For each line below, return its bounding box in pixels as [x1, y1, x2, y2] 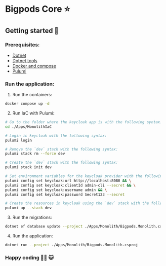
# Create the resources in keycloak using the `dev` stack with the [5, 201, 149, 206]
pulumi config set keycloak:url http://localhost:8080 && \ [5, 178, 132, 183]
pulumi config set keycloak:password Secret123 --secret [5, 192, 125, 197]
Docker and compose [12, 63, 56, 69]
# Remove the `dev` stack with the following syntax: [5, 147, 119, 152]
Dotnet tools [12, 57, 38, 64]
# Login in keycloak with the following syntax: [5, 133, 107, 138]
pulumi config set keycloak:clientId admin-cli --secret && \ [5, 183, 136, 188]
